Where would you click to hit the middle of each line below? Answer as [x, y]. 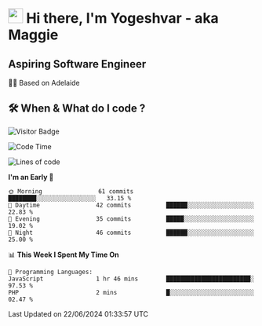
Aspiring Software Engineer [77, 64]
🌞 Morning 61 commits [71, 191]
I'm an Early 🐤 [31, 177]
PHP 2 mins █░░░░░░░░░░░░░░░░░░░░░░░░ [131, 292]
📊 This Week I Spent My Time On [64, 255]
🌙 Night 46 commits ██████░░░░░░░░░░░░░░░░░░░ [131, 233]
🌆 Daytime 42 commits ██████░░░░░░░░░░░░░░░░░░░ [131, 205]
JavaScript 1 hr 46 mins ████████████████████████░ [131, 279]
